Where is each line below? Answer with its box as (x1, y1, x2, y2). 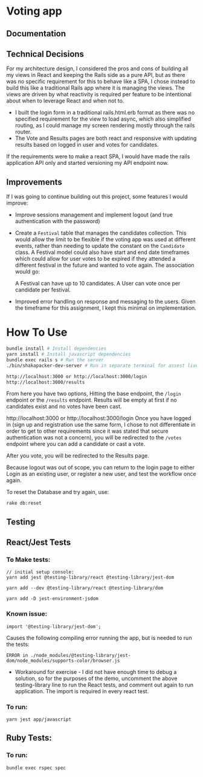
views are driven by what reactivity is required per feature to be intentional (6, 91, 192, 98)
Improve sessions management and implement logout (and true (14, 211, 173, 219)
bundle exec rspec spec (6, 765, 66, 771)
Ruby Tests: (6, 733, 53, 743)
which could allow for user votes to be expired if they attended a (14, 255, 176, 262)
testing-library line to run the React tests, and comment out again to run (14, 681, 193, 689)
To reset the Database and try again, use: (6, 489, 109, 496)
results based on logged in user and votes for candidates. (14, 141, 159, 148)
